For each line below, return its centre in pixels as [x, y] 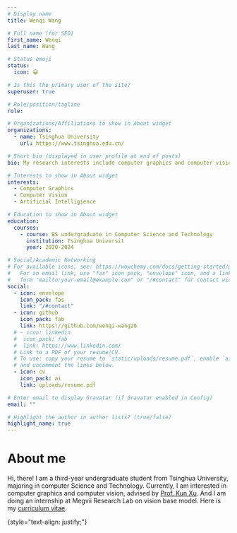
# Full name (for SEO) [41, 33]
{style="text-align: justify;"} [47, 522]
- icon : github [36, 313]
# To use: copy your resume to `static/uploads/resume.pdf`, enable [116, 359]
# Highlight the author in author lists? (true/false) [90, 417]
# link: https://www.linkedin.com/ [67, 346]
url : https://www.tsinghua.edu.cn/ [72, 143]
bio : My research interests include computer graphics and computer [110, 163]
